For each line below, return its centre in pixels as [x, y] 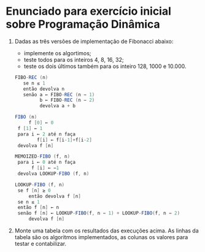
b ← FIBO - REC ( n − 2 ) [67, 100]
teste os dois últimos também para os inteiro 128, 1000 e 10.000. [105, 66]
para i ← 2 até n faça [47, 134]
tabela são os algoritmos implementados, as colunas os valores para [101, 237]
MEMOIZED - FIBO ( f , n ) [42, 157]
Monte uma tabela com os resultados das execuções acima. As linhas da [106, 231]
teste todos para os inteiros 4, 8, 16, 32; [74, 59]
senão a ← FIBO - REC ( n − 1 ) [59, 94]
